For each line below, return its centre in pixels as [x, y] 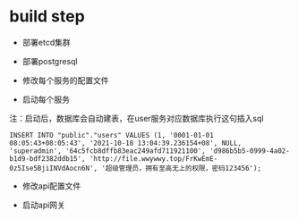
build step [47, 17]
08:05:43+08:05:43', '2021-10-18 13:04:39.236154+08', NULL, [126, 143]
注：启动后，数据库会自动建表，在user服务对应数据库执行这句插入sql [136, 118]
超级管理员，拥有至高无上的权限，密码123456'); [183, 168]
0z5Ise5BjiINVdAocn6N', [54, 168]
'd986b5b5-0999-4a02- [250, 151]
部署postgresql [50, 61]
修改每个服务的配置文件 [65, 80]
